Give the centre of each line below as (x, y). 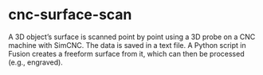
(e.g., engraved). (36, 62)
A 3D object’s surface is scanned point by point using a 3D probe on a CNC (132, 37)
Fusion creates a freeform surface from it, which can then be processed (126, 53)
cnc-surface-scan (70, 15)
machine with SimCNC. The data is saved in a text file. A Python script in (127, 45)
